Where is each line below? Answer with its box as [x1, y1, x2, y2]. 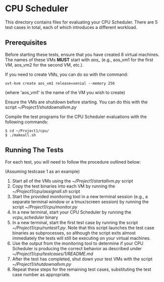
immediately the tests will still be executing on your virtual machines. [12, 235, 151, 241]
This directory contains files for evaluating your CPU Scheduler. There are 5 [5, 19, 158, 25]
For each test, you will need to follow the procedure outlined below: [5, 159, 141, 164]
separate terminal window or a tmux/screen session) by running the [12, 199, 149, 205]
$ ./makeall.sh [5, 133, 36, 138]
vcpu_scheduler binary [12, 214, 58, 220]
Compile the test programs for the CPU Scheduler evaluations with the [5, 114, 147, 119]
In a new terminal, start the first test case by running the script [12, 219, 138, 225]
